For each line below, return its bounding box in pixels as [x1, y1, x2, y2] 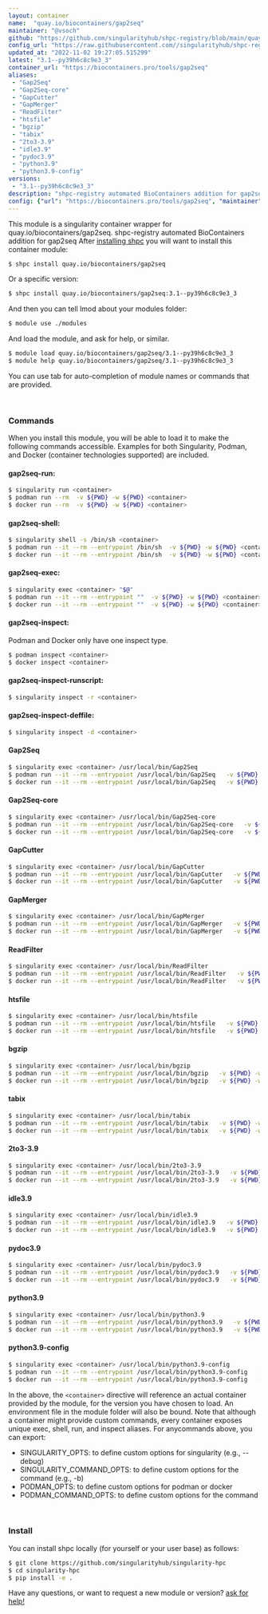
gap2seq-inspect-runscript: [8, 676, 104, 685]
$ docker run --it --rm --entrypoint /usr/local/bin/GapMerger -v [8, 927, 241, 936]
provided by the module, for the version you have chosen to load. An [8, 1398, 234, 1408]
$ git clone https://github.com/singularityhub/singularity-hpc [8, 1559, 227, 1567]
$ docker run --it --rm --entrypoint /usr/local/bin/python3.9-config [8, 1375, 248, 1383]
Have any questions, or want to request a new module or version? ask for [8, 1588, 249, 1598]
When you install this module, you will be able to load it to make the [8, 433, 230, 443]
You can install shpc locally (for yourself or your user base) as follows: [8, 1543, 239, 1553]
